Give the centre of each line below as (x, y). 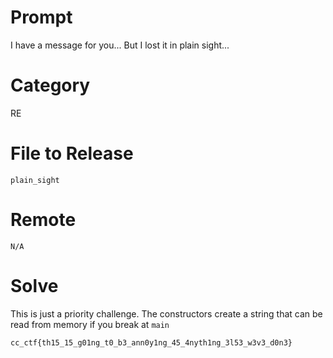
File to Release (72, 153)
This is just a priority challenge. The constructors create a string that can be (166, 313)
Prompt (41, 17)
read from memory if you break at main (90, 324)
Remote (43, 220)
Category (50, 85)
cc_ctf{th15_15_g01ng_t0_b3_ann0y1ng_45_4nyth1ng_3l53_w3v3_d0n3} (151, 342)
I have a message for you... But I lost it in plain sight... (120, 45)
